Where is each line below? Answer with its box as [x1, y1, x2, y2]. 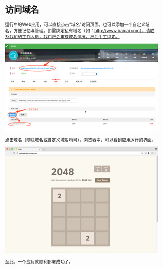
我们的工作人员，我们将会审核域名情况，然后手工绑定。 [9, 34, 120, 39]
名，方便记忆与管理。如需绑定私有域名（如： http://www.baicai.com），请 [5, 27, 150, 33]
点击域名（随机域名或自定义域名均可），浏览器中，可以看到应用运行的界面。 [5, 137, 156, 143]
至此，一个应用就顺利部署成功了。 [5, 259, 73, 265]
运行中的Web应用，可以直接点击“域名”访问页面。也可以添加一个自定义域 [5, 21, 150, 27]
